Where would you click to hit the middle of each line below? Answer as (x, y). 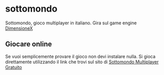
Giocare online (29, 44)
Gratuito (14, 67)
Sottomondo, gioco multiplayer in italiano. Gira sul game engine (71, 23)
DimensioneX (19, 28)
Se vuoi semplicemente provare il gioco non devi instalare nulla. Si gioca (80, 56)
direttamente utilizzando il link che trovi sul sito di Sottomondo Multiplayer (82, 62)
